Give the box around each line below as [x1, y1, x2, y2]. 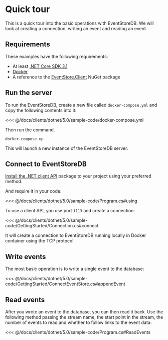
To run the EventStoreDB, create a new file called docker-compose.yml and [5, 102, 157, 108]
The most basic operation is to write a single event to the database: [5, 266, 144, 272]
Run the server [5, 89, 53, 97]
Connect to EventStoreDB [5, 159, 87, 168]
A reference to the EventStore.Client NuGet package [12, 74, 121, 80]
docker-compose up [5, 136, 44, 141]
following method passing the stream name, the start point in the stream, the [5, 314, 163, 320]
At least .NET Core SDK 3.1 [12, 63, 68, 69]
